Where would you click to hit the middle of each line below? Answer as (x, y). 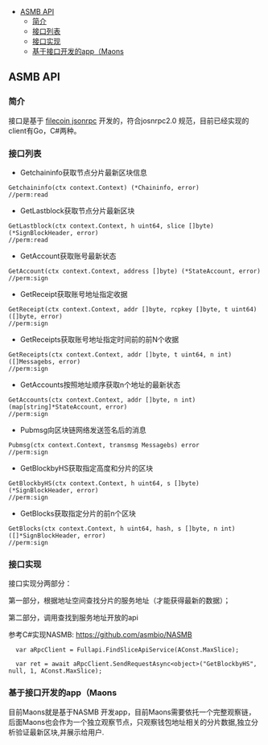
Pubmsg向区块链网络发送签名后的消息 (83, 430)
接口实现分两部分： (40, 583)
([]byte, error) (35, 316)
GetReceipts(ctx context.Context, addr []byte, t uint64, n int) (120, 354)
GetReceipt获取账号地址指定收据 (74, 294)
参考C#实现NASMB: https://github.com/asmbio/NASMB (100, 635)
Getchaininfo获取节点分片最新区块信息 (83, 172)
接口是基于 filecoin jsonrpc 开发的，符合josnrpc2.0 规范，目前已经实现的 (129, 121)
